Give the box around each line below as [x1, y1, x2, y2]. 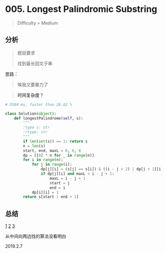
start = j [49, 180, 70, 185]
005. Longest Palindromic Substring [5, 3, 158, 15]
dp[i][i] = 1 [31, 190, 59, 195]
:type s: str [23, 125, 50, 130]
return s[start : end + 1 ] [23, 194, 79, 200]
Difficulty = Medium [17, 20, 58, 26]
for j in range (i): [31, 162, 72, 167]
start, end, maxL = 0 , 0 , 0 [23, 148, 81, 153]
